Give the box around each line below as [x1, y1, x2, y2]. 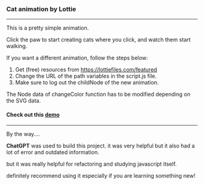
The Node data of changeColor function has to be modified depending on [6, 90, 191, 98]
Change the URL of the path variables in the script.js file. [15, 72, 157, 80]
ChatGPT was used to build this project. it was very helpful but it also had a [6, 142, 195, 149]
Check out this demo [6, 111, 60, 118]
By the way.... [6, 130, 41, 138]
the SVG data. [6, 97, 41, 104]
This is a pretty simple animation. [6, 24, 89, 32]
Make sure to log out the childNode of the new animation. [15, 79, 159, 86]
